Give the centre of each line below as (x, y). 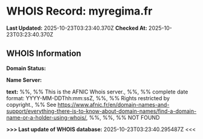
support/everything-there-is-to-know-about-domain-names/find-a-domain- (101, 111)
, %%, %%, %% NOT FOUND (123, 117)
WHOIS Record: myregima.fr (79, 11)
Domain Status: (26, 68)
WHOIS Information (44, 54)
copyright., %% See (31, 104)
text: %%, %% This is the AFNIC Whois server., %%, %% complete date (97, 92)
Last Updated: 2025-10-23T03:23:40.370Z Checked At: (77, 28)
